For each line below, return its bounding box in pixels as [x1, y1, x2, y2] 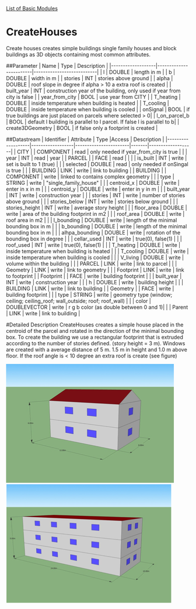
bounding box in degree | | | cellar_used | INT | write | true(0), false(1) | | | [6, 235, 182, 242]
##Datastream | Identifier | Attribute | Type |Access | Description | [6, 136, 164, 143]
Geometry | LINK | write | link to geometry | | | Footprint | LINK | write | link [6, 266, 185, 273]
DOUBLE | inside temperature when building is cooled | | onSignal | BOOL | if [6, 105, 190, 113]
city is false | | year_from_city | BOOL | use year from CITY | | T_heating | [6, 93, 181, 100]
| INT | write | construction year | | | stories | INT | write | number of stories [6, 191, 185, 198]
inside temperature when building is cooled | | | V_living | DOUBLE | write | [6, 254, 184, 261]
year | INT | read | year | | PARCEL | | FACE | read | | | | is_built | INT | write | [6, 154, 187, 161]
